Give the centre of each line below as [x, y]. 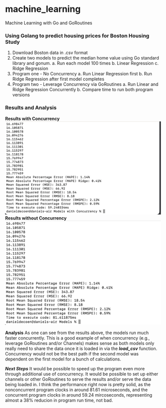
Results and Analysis [31, 108]
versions [21, 95]
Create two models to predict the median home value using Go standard [85, 58]
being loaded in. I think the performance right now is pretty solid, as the [78, 384]
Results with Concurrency [33, 118]
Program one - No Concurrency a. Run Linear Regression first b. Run [82, 74]
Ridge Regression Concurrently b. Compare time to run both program [83, 90]
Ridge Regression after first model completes [58, 79]
